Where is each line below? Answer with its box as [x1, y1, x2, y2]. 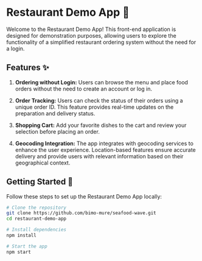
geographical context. [15, 159, 71, 166]
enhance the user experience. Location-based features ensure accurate [15, 146, 196, 154]
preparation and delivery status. [15, 109, 96, 117]
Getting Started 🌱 [6, 177, 74, 187]
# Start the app [6, 243, 47, 249]
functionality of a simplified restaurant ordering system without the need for [6, 38, 197, 46]
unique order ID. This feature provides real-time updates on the [15, 103, 174, 110]
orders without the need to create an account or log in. [15, 85, 153, 92]
